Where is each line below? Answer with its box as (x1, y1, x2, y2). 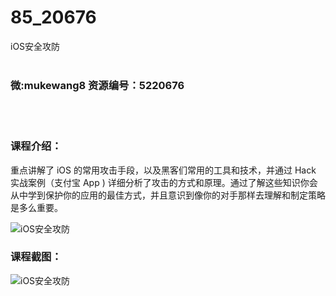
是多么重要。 (10, 201, 63, 213)
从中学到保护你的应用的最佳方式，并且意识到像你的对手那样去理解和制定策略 (10, 189, 326, 201)
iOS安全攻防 (10, 40, 61, 52)
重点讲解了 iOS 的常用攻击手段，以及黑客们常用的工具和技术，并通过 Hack (10, 164, 317, 176)
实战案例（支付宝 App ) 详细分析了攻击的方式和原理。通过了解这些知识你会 (10, 176, 318, 188)
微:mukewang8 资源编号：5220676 (10, 78, 185, 92)
